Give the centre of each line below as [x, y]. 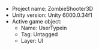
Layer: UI [32, 41]
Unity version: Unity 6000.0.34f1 [52, 15]
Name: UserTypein [44, 28]
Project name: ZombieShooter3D [52, 9]
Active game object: [37, 21]
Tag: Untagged [39, 34]
